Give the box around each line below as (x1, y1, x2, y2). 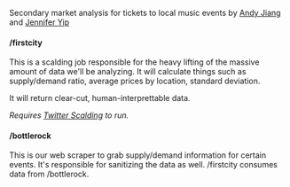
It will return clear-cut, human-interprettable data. (9, 93, 191, 104)
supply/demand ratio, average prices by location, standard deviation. (9, 75, 261, 87)
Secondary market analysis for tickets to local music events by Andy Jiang (9, 8, 281, 18)
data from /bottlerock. (9, 168, 90, 180)
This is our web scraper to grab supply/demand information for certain (9, 150, 267, 160)
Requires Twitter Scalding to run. (9, 110, 129, 121)
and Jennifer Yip (9, 17, 69, 27)
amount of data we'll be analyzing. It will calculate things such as (9, 66, 247, 77)
